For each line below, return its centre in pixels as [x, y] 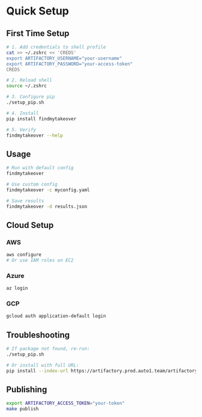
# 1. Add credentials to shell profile [56, 47]
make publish [23, 409]
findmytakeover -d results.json [47, 206]
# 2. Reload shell [29, 80]
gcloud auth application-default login [56, 316]
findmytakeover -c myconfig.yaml [48, 190]
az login [17, 288]
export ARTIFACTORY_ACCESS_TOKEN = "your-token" [66, 403]
